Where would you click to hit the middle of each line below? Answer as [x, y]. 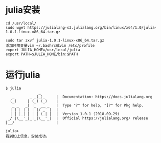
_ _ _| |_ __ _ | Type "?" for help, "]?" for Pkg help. [78, 105]
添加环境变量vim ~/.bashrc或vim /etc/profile [50, 45]
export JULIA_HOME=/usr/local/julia [43, 50]
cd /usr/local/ [21, 23]
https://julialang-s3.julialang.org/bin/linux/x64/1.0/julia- [92, 27]
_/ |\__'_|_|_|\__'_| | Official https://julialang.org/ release [78, 118]
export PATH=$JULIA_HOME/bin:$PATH [42, 54]
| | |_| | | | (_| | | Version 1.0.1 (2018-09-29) [65, 114]
